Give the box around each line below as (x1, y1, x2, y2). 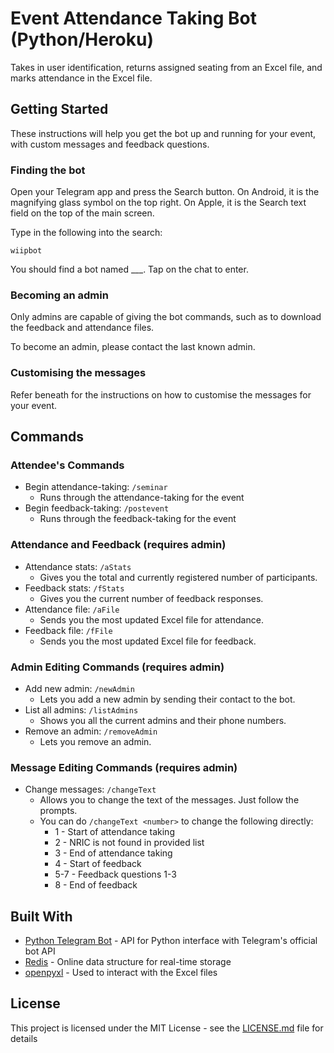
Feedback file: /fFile (24, 624, 113, 636)
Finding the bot (10, 163, 86, 177)
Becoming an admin (10, 288, 109, 302)
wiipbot (10, 246, 43, 256)
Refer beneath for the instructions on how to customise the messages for (10, 388, 312, 401)
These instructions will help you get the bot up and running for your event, (10, 127, 317, 139)
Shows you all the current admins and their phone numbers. (39, 714, 287, 726)
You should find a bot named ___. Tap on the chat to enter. (10, 263, 249, 276)
